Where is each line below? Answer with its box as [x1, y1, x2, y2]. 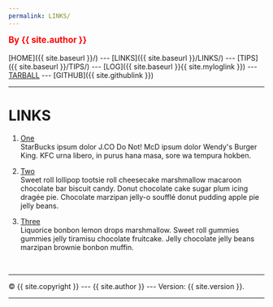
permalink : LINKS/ [8, 11, 71, 20]
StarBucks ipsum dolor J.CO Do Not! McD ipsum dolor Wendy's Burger [19, 141, 258, 151]
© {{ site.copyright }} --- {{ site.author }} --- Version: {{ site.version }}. [8, 281, 245, 291]
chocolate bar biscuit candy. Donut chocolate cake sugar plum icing [19, 184, 249, 193]
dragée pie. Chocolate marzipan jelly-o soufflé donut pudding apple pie [19, 192, 260, 201]
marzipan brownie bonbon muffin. [19, 242, 134, 252]
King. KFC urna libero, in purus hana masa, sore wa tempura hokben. [19, 150, 252, 160]
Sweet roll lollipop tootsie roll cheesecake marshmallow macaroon [19, 175, 242, 184]
